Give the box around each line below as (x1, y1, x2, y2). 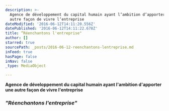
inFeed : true (5, 49, 33, 54)
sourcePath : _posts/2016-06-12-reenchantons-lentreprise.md (5, 45, 134, 50)
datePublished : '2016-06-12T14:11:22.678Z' (5, 26, 98, 31)
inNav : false (5, 59, 33, 64)
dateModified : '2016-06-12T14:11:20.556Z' (5, 21, 96, 27)
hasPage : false (5, 54, 37, 59)
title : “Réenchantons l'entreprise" (5, 31, 82, 36)
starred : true (5, 40, 35, 45)
